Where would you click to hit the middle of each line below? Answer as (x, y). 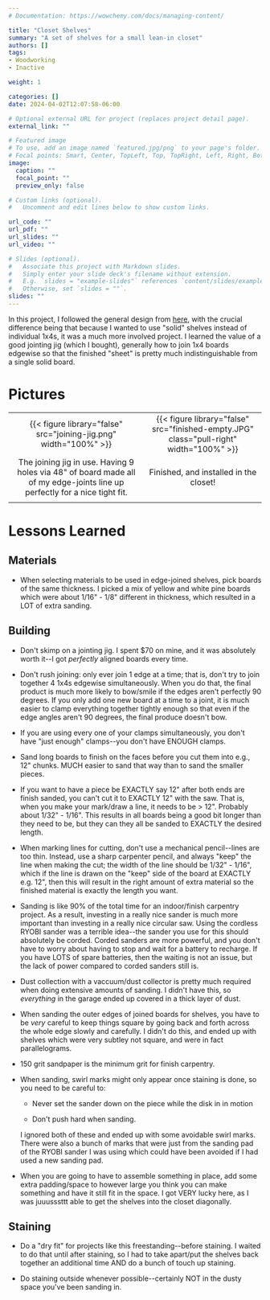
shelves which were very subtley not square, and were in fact (121, 1040)
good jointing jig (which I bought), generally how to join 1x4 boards (119, 344)
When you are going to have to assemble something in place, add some (138, 1175)
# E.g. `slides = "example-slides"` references (93, 281)
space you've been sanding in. (71, 1287)
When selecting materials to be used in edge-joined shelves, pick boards (141, 580)
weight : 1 (25, 82)
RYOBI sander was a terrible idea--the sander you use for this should (134, 931)
